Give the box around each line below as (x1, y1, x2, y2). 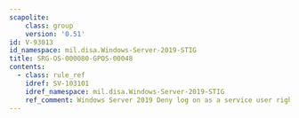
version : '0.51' (25, 29, 86, 38)
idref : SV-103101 (25, 79, 90, 88)
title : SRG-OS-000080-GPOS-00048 (9, 54, 133, 63)
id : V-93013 (9, 37, 53, 47)
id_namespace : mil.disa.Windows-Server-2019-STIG (9, 46, 198, 55)
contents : (9, 63, 46, 72)
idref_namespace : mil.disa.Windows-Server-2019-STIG (25, 87, 225, 96)
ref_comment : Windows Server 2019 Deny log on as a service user (25, 95, 273, 105)
